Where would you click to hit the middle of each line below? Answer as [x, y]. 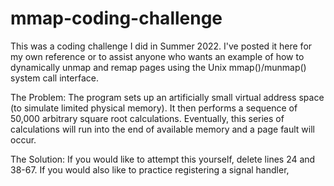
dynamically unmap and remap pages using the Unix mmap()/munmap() [158, 67]
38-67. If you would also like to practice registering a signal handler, [150, 169]
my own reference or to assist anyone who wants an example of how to [157, 56]
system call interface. [54, 78]
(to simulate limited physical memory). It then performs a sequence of [154, 108]
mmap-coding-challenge [116, 18]
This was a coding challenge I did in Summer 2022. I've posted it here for [161, 46]
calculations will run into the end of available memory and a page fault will [162, 129]
